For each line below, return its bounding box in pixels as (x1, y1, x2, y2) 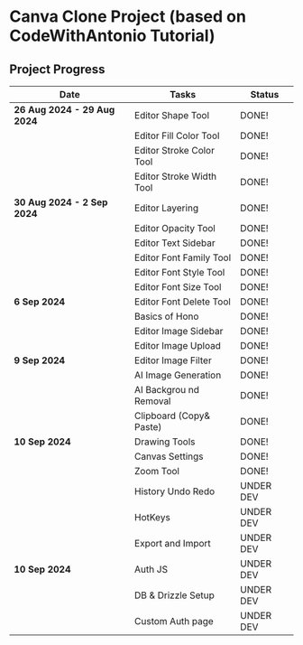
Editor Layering (133, 201, 199, 214)
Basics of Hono (133, 310, 199, 322)
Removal (133, 395, 171, 407)
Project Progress (9, 61, 106, 77)
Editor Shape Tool (133, 109, 210, 121)
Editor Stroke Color (133, 145, 215, 156)
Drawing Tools (133, 435, 196, 448)
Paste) (133, 421, 162, 433)
